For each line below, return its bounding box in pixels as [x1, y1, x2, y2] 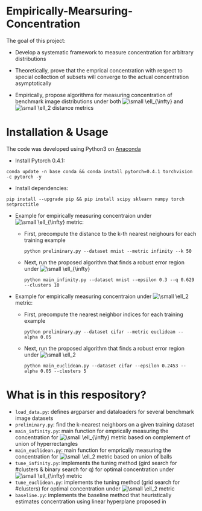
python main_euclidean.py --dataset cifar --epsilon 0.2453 [24, 363, 178, 369]
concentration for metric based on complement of [14, 433, 191, 441]
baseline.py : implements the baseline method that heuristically [14, 491, 172, 498]
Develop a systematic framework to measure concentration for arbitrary [14, 48, 194, 56]
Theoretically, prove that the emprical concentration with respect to [14, 66, 183, 74]
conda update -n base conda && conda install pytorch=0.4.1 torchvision [6, 168, 193, 174]
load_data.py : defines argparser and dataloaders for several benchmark [14, 408, 194, 415]
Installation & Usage [6, 125, 109, 139]
